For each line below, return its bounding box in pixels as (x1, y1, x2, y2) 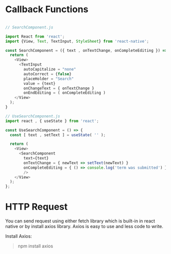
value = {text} (23, 81, 56, 86)
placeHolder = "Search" (23, 76, 74, 81)
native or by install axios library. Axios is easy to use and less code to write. (5, 224, 164, 230)
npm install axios (17, 243, 53, 249)
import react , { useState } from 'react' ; (5, 118, 99, 123)
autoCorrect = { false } (23, 71, 72, 77)
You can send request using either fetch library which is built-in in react (5, 218, 155, 224)
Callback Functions (5, 4, 89, 15)
